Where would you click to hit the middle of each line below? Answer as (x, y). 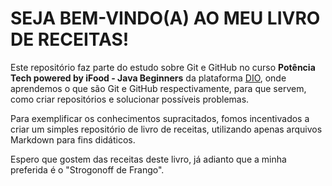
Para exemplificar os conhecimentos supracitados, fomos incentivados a (160, 118)
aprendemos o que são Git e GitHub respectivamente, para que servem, (158, 88)
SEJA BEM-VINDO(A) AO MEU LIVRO (165, 18)
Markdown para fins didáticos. (73, 139)
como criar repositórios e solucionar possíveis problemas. (130, 99)
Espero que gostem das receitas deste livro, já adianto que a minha (148, 159)
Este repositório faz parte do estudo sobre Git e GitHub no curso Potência (163, 67)
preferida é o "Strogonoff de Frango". (87, 169)
